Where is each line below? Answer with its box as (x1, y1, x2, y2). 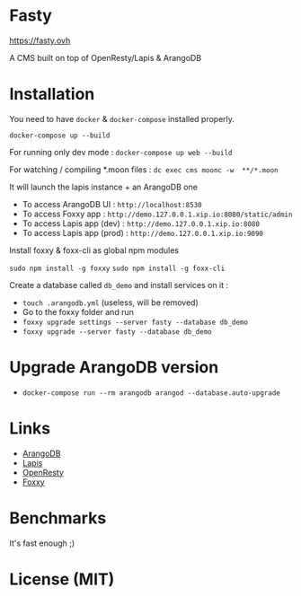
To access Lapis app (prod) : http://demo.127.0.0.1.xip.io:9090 (22, 227, 263, 238)
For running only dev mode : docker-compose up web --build (9, 146, 233, 157)
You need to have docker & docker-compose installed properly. (9, 113, 235, 124)
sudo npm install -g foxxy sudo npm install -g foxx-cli (9, 264, 226, 273)
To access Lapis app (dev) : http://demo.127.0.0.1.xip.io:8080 (22, 217, 261, 229)
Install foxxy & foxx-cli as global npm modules (9, 244, 180, 256)
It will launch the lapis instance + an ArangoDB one (9, 181, 198, 192)
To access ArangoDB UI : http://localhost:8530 (22, 198, 202, 209)
